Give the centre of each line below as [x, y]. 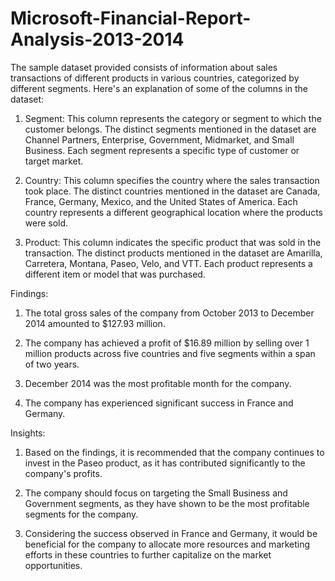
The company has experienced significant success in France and [159, 403]
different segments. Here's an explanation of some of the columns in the [159, 88]
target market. [54, 161]
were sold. [46, 223]
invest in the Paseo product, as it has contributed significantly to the [165, 463]
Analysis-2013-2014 [97, 39]
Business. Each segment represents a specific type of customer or [162, 150]
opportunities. [53, 565]
